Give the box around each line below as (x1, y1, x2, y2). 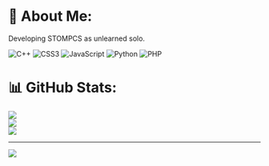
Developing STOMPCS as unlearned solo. (8, 34, 146, 43)
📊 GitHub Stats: (8, 79, 118, 97)
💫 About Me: (8, 7, 93, 26)
